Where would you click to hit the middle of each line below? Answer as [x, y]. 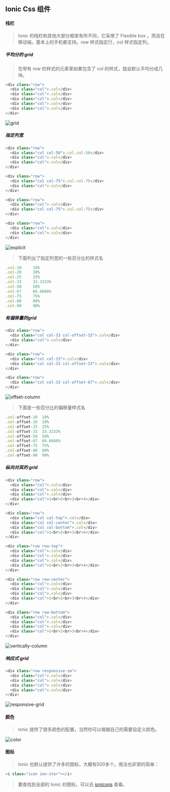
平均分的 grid [19, 55]
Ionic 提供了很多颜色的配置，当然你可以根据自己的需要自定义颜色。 [89, 729]
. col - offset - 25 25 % [27, 426]
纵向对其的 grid [22, 467]
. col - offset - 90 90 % [27, 455]
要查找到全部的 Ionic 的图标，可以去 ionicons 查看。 [72, 784]
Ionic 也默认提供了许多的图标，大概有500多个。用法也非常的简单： [88, 764]
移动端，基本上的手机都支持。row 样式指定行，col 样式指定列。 [85, 42]
